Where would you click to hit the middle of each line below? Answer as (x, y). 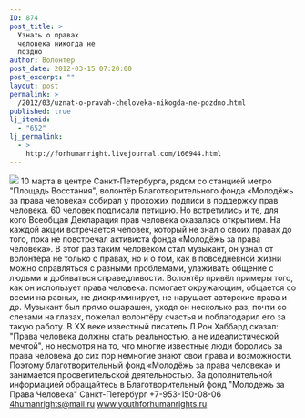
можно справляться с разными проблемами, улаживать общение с (142, 268)
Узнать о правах (48, 35)
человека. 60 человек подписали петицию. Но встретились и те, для (144, 210)
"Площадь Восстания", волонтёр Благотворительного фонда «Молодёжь (152, 190)
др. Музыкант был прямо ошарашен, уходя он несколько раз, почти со (148, 307)
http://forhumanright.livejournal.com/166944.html (124, 153)
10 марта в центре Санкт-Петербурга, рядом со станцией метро (146, 181)
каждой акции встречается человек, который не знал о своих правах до (151, 229)
